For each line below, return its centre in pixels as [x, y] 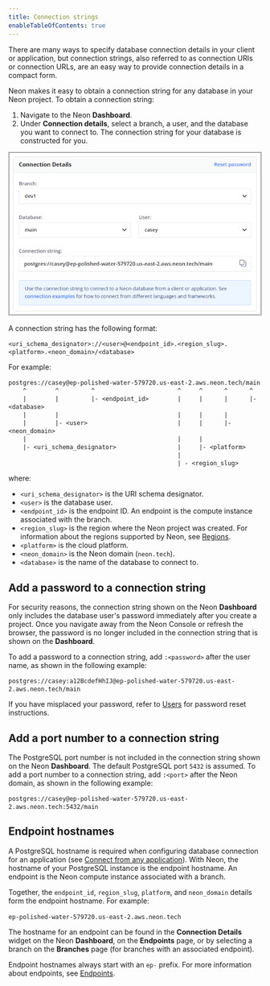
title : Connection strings [53, 17]
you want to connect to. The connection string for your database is [131, 132]
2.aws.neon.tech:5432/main [53, 807]
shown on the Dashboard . [51, 642]
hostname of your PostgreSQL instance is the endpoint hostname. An [123, 868]
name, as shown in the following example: [78, 666]
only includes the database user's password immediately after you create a [133, 616]
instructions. [29, 713]
